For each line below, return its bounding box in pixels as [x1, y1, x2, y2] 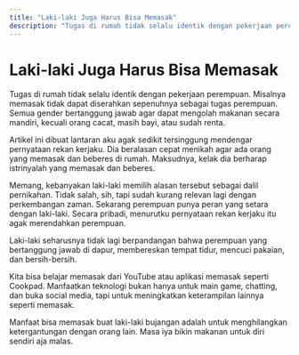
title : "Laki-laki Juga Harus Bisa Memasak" [9, 12, 177, 22]
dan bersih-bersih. [9, 254, 77, 265]
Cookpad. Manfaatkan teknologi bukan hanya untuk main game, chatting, [9, 281, 278, 292]
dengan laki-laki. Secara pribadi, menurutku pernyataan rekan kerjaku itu [9, 208, 277, 219]
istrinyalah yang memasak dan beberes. [9, 163, 156, 173]
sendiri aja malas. [9, 335, 74, 347]
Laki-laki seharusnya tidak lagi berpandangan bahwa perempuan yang [9, 235, 268, 246]
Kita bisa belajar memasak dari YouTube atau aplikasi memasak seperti [9, 271, 270, 282]
